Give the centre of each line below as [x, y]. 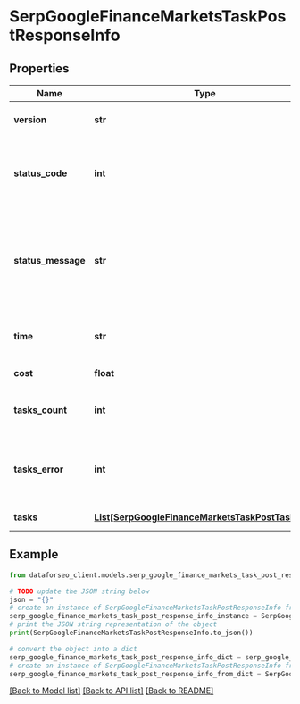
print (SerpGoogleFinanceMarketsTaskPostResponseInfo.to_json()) [131, 633]
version [30, 120]
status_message [50, 260]
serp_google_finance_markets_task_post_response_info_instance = [133, 616]
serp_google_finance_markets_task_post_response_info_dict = [125, 657]
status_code [41, 173]
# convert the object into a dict [74, 649]
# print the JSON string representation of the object [113, 624]
